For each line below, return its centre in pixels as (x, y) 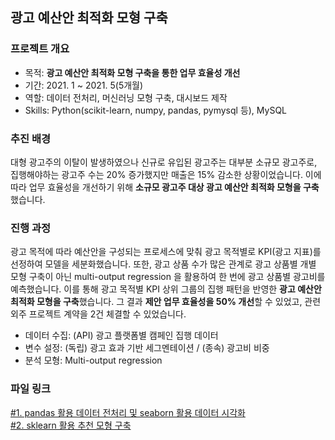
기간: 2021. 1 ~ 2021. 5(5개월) (84, 85)
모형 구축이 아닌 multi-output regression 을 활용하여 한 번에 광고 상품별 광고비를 (168, 277)
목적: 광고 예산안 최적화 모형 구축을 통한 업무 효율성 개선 (132, 72)
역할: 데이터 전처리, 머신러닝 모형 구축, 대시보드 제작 (126, 97)
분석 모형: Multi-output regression (93, 360)
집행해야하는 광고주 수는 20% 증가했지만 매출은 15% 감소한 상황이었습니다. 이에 (166, 174)
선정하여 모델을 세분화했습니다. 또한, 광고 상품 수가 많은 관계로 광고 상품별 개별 (163, 264)
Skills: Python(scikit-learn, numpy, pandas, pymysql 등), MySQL (156, 110)
